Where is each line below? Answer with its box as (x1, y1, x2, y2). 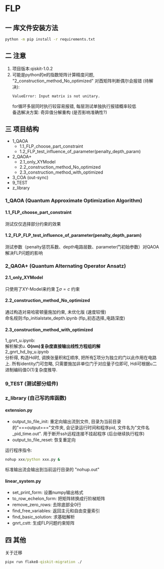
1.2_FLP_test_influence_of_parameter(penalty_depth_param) (19, 149, 141, 155)
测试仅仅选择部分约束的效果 (5, 221, 61, 227)
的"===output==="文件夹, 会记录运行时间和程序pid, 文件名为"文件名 (12, 425, 150, 431)
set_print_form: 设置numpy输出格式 (12, 490, 84, 496)
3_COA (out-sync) (12, 175, 49, 181)
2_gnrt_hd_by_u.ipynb (5, 349, 49, 355)
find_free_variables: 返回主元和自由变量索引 (12, 508, 100, 514)
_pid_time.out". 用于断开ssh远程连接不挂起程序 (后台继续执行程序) (12, 431, 145, 437)
